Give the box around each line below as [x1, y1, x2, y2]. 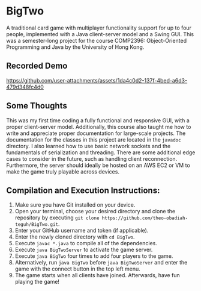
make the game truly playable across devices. [6, 167, 120, 175]
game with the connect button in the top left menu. [14, 265, 140, 272]
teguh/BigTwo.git [14, 222, 59, 228]
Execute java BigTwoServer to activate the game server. [14, 246, 153, 254]
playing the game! [14, 278, 60, 286]
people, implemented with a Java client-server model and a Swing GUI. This [6, 30, 194, 37]
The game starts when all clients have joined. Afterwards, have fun [14, 272, 180, 279]
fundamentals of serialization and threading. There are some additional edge [6, 149, 196, 156]
